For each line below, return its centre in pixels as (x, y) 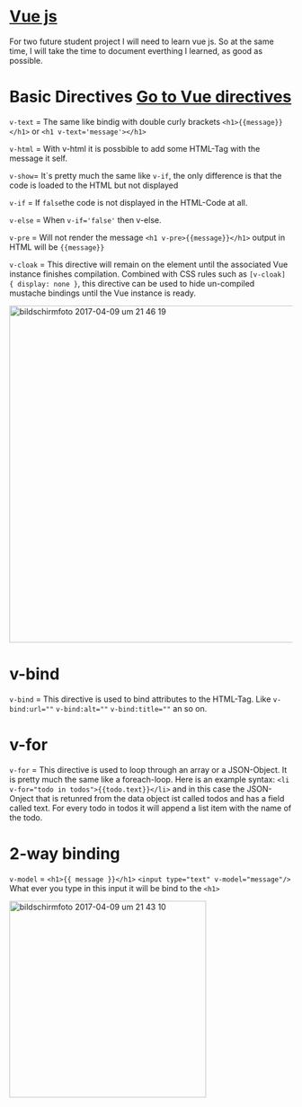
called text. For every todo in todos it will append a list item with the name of (151, 808)
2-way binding (65, 853)
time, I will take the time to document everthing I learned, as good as (136, 50)
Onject (22, 798)
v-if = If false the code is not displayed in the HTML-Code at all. (129, 202)
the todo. (26, 817)
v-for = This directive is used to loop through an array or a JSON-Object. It (148, 769)
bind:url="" (31, 709)
